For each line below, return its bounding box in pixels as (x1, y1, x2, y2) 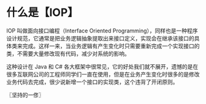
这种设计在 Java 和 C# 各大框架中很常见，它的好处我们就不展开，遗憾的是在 (6, 62, 199, 70)
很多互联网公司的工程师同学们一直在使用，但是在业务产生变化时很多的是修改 (6, 70, 200, 78)
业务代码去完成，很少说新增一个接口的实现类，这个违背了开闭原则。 (6, 78, 178, 86)
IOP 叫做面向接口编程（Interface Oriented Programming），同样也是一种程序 (6, 27, 198, 34)
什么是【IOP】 (6, 6, 78, 20)
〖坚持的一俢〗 (6, 91, 44, 98)
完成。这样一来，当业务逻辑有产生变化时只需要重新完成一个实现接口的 (22, 42, 200, 50)
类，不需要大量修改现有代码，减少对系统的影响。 (6, 50, 130, 57)
